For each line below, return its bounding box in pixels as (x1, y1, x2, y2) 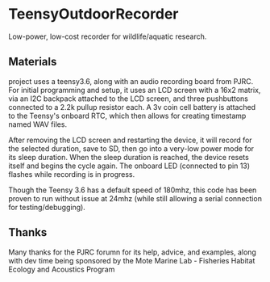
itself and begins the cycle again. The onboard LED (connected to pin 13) (8, 161, 251, 170)
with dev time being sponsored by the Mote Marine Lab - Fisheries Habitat (8, 255, 255, 265)
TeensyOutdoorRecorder (8, 5, 179, 23)
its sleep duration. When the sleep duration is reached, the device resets (8, 152, 250, 162)
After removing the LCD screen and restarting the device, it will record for (8, 135, 252, 145)
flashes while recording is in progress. (8, 169, 135, 179)
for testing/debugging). (8, 202, 86, 212)
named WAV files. (8, 119, 67, 129)
